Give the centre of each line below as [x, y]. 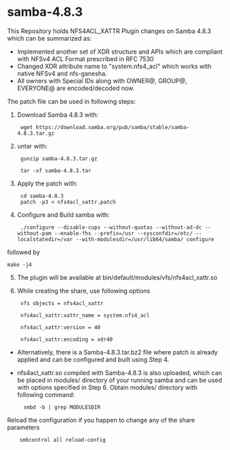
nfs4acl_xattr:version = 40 [60, 327]
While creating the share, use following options [83, 291]
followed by [24, 252]
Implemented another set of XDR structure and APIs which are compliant [120, 52]
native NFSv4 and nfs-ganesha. [62, 74]
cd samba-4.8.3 [42, 196]
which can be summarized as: [49, 38]
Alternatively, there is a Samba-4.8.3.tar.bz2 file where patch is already [117, 352]
